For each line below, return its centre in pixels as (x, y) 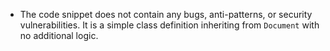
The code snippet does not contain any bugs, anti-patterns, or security (166, 14)
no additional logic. (59, 35)
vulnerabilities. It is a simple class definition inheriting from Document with (169, 25)
